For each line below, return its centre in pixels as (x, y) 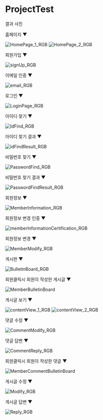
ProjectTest (29, 9)
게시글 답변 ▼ (19, 402)
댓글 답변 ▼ (17, 341)
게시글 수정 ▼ (19, 381)
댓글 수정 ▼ (17, 320)
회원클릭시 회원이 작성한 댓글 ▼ (36, 361)
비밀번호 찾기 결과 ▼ (25, 177)
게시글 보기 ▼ (19, 299)
